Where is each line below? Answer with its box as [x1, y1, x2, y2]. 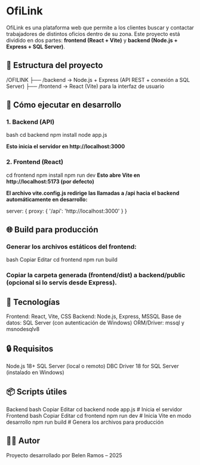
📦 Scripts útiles [6, 387, 67, 397]
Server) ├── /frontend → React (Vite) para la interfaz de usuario [6, 82, 165, 90]
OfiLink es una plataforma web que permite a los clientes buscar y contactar [6, 24, 194, 31]
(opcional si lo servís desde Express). [6, 279, 118, 287]
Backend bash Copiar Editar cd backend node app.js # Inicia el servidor [6, 405, 183, 413]
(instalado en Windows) [6, 369, 64, 376]
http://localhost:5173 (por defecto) [6, 178, 94, 185]
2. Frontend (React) [6, 158, 64, 166]
